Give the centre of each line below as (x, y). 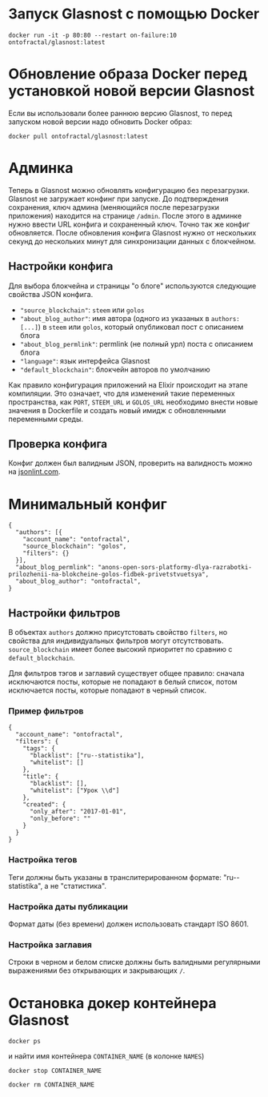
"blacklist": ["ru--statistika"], (87, 756)
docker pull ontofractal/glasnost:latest (78, 136)
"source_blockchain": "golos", (75, 546)
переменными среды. (46, 419)
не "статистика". (78, 886)
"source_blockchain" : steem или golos (82, 310)
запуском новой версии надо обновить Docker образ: (100, 122)
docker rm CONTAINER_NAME (51, 1085)
